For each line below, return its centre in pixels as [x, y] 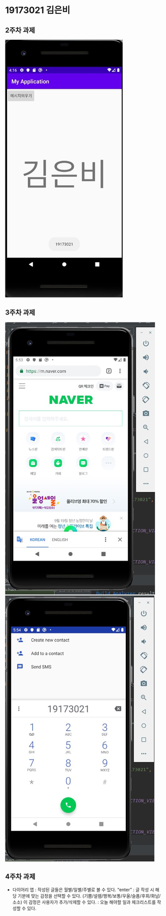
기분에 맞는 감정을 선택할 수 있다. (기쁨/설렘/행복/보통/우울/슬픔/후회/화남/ [89, 896]
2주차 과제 [20, 30]
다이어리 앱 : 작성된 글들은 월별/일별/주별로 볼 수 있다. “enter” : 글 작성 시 [83, 890]
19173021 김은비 [38, 10]
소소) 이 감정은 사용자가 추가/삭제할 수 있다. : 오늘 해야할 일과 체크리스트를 [84, 902]
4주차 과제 [20, 877]
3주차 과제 [20, 313]
